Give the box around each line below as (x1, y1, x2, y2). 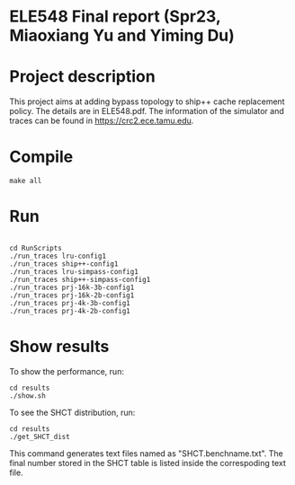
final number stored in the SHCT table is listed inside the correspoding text (9, 457, 286, 468)
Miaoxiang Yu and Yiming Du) (9, 25, 236, 46)
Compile (9, 146, 74, 167)
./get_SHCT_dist (9, 432, 70, 441)
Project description (9, 66, 156, 87)
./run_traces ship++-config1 (9, 260, 119, 269)
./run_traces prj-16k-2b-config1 (9, 291, 135, 300)
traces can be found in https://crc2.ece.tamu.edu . (9, 115, 194, 127)
